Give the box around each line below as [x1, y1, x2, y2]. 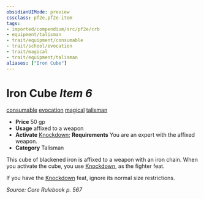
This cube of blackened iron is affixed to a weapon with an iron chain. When [6, 156, 198, 164]
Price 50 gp [15, 118, 46, 126]
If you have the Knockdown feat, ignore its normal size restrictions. [6, 175, 175, 182]
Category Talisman [15, 144, 64, 151]
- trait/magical [6, 49, 48, 55]
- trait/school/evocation [6, 43, 72, 49]
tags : [6, 20, 20, 26]
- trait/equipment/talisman [6, 54, 78, 60]
